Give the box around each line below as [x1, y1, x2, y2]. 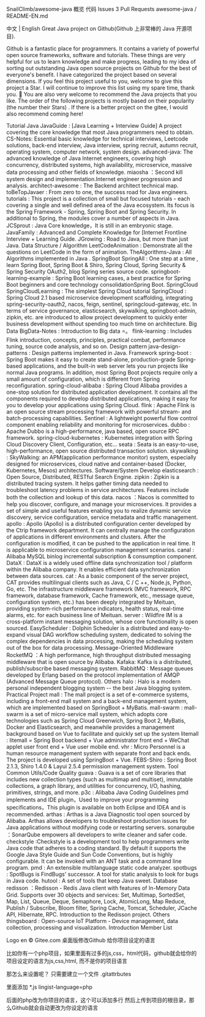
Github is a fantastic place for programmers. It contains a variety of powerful [6, 45, 199, 52]
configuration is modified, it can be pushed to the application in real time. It [6, 540, 196, 547]
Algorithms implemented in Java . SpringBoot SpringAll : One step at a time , [6, 255, 199, 262]
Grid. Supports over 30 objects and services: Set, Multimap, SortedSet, [6, 891, 185, 898]
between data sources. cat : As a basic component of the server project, [6, 572, 189, 579]
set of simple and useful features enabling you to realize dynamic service [6, 507, 191, 514]
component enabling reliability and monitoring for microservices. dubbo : [6, 421, 190, 428]
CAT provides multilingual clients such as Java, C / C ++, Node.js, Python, [6, 579, 193, 586]
